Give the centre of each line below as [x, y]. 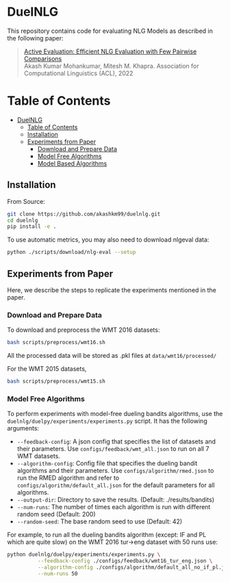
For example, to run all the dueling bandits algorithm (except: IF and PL [107, 535]
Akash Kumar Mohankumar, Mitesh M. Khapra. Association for [112, 66]
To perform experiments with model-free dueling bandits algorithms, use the [115, 414]
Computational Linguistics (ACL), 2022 [78, 73]
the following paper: [35, 38]
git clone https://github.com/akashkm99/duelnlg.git [84, 214]
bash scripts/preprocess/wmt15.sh [56, 381]
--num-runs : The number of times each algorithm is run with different [114, 507]
